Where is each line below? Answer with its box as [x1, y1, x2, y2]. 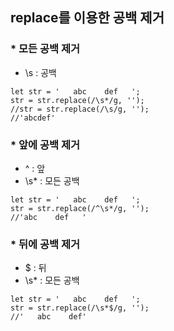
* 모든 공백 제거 [10, 42, 81, 56]
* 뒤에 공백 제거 [10, 237, 81, 251]
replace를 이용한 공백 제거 [10, 9, 165, 27]
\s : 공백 [24, 66, 57, 78]
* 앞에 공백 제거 [10, 138, 81, 152]
